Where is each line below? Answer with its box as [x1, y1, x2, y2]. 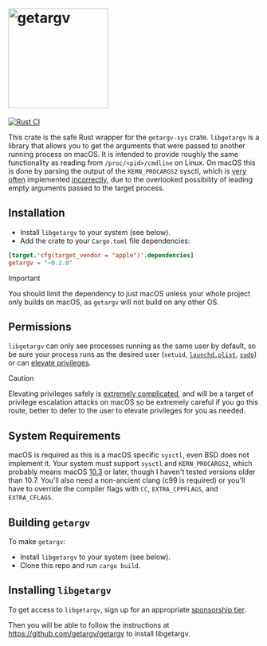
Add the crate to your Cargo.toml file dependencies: [19, 236, 190, 245]
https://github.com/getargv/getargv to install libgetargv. [8, 628, 191, 638]
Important [8, 273, 41, 283]
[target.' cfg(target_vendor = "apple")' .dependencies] [8, 251, 194, 259]
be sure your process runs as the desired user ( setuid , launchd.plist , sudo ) [8, 350, 257, 359]
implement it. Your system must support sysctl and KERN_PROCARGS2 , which [8, 459, 253, 468]
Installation [8, 206, 65, 220]
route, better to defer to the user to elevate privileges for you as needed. [8, 406, 246, 416]
